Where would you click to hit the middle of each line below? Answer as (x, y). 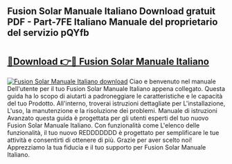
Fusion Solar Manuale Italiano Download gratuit (111, 11)
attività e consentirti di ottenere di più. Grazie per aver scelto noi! (100, 140)
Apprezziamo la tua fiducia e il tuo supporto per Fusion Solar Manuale (107, 147)
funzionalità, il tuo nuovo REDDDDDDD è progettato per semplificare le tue (113, 133)
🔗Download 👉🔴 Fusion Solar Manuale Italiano (108, 61)
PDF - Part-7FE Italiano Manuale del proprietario (113, 22)
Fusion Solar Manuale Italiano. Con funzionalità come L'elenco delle (104, 125)
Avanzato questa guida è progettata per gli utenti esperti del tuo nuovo (108, 118)
